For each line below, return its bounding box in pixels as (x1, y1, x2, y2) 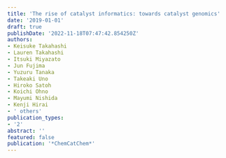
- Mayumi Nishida (7, 95, 58, 102)
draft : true (7, 23, 42, 30)
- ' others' (7, 108, 42, 115)
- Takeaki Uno (7, 75, 49, 82)
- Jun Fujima (7, 62, 45, 69)
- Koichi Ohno (7, 88, 49, 95)
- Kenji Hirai (7, 101, 49, 108)
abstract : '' (7, 127, 45, 134)
